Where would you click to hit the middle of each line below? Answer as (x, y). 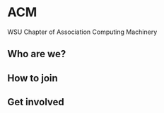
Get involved (36, 102)
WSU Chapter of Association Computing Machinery (82, 32)
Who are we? (37, 54)
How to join (33, 78)
